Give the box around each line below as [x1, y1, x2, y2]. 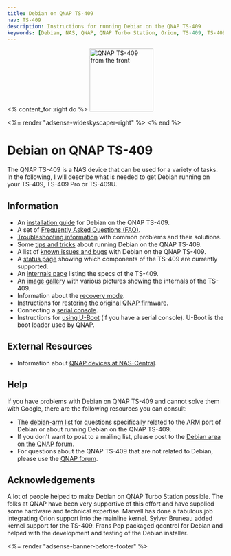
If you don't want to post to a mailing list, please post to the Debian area [16, 432, 221, 440]
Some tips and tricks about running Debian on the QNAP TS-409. [16, 240, 202, 248]
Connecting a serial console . [16, 306, 98, 314]
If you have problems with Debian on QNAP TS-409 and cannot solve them [7, 397, 220, 405]
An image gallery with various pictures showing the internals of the [16, 277, 207, 285]
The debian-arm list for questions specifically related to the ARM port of [16, 418, 221, 426]
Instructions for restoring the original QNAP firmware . [16, 299, 168, 307]
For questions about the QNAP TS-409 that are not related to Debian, [16, 447, 213, 455]
